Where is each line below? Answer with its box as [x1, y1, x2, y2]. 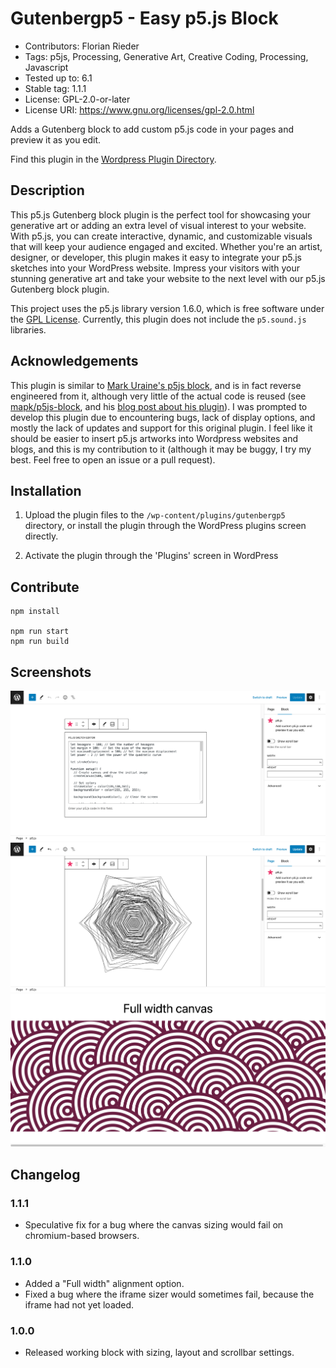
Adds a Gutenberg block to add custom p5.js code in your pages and [10, 123, 294, 135]
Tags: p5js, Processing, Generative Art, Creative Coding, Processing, [24, 50, 309, 62]
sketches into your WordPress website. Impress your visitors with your [10, 262, 300, 274]
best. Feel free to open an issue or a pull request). [10, 453, 216, 466]
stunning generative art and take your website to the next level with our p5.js [10, 272, 326, 284]
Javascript [24, 61, 69, 73]
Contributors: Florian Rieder [24, 40, 140, 52]
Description [10, 182, 85, 199]
